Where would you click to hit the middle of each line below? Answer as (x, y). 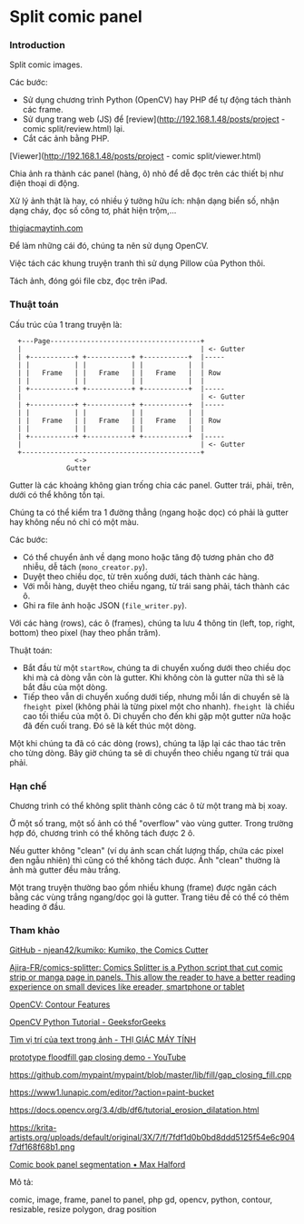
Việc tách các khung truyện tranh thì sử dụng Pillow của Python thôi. (137, 263)
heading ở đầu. (38, 907)
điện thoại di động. (44, 183)
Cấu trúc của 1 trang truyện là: (66, 324)
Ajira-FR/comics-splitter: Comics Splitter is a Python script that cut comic (147, 968)
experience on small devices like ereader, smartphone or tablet (127, 987)
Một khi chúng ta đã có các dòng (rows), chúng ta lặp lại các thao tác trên (147, 743)
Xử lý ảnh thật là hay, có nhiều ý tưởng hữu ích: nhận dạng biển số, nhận (144, 201)
